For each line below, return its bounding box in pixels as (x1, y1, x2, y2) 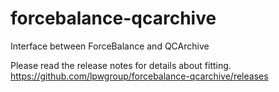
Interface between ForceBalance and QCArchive (10, 40, 210, 52)
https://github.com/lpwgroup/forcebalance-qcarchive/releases (10, 70, 269, 82)
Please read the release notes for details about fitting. (10, 59, 232, 71)
